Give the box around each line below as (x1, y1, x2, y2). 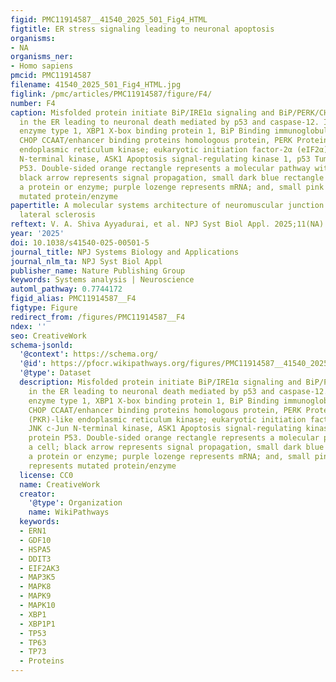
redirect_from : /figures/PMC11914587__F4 (10, 312, 186, 322)
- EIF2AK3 (19, 563, 60, 573)
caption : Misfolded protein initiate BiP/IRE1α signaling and (10, 107, 275, 118)
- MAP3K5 (19, 572, 56, 583)
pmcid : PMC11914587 (10, 71, 92, 81)
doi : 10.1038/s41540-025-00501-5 (10, 237, 150, 248)
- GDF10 (19, 535, 52, 545)
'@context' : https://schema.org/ (19, 349, 159, 360)
